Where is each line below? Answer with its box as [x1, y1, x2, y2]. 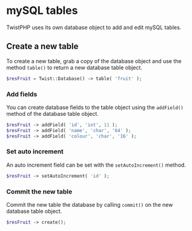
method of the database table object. [6, 110, 99, 117]
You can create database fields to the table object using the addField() [6, 104, 184, 111]
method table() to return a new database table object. [6, 64, 142, 71]
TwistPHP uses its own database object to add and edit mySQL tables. [6, 24, 182, 31]
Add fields [6, 90, 38, 98]
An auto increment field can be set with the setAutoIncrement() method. [6, 161, 187, 169]
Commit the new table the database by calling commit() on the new [6, 201, 173, 209]
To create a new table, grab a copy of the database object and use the [6, 57, 182, 64]
